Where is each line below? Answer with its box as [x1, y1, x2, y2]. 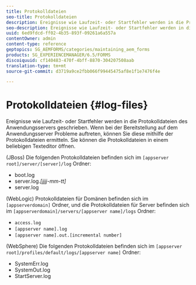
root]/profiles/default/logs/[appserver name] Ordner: [6, 249, 141, 256]
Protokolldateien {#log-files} [6, 99, 148, 112]
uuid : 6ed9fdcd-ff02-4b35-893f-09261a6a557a [6, 30, 116, 36]
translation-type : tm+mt [6, 62, 66, 69]
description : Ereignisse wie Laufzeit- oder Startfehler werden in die [6, 19, 184, 25]
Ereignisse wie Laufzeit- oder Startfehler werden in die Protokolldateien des [6, 118, 188, 125]
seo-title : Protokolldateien [6, 14, 77, 20]
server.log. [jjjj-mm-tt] [14, 178, 66, 185]
